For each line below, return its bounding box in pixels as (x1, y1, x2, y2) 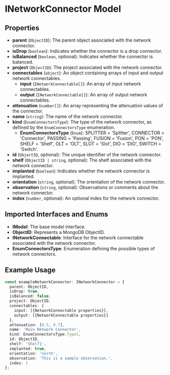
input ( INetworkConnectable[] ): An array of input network (20, 81, 141, 87)
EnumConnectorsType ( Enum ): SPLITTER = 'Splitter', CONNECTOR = (20, 130, 165, 136)
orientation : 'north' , (9, 351, 58, 356)
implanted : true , (9, 346, 47, 351)
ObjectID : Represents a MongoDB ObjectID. (12, 229, 105, 235)
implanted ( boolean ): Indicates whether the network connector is (12, 168, 150, 174)
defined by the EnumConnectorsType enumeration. (12, 124, 115, 130)
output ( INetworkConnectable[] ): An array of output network (20, 92, 147, 97)
